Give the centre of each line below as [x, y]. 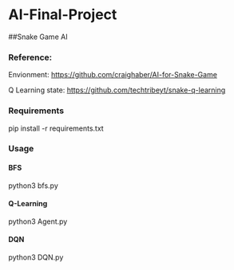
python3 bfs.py [33, 186]
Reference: [30, 57]
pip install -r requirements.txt [56, 128]
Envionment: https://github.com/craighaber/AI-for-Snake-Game [113, 75]
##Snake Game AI [38, 37]
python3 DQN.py [36, 257]
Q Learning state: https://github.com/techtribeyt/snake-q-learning [117, 90]
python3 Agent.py [38, 221]
